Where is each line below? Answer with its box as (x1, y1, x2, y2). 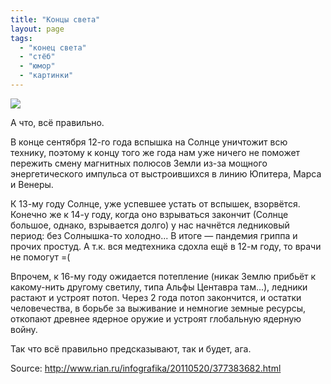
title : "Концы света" (10, 14, 101, 25)
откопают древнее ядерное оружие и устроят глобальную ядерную (10, 312, 302, 325)
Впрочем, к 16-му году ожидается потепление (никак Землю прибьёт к (10, 270, 317, 282)
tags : (10, 33, 33, 43)
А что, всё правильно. (10, 116, 105, 128)
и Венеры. (10, 178, 54, 190)
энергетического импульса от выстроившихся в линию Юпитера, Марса (10, 167, 322, 180)
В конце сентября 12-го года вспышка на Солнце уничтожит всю (10, 136, 288, 148)
